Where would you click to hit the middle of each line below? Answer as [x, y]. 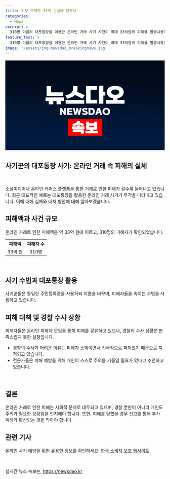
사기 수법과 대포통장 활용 [41, 281]
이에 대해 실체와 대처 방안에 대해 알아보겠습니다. [63, 201]
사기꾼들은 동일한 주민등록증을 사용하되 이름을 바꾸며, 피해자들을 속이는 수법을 [82, 293]
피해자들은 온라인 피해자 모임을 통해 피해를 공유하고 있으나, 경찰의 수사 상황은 [81, 330]
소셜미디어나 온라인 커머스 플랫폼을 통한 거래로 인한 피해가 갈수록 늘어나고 [78, 189]
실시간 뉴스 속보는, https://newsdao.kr [44, 471]
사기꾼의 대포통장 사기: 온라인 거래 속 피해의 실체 [76, 165]
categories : [18, 16]
